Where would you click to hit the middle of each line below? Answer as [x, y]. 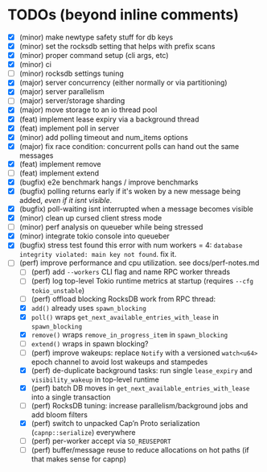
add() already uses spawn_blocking [88, 308]
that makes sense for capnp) [78, 459]
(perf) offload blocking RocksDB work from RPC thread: [123, 299]
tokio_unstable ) [58, 290]
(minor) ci [35, 64]
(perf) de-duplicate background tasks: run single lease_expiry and [142, 370]
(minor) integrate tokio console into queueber [94, 236]
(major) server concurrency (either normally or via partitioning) [123, 83]
